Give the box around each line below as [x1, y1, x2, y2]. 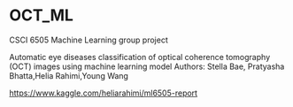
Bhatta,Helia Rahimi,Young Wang [9, 70, 128, 80]
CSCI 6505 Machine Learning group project [9, 34, 168, 45]
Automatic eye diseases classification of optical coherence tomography [9, 51, 271, 62]
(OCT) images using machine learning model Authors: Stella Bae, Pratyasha [9, 61, 285, 72]
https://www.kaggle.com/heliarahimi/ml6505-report [9, 88, 197, 98]
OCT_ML [9, 5, 73, 26]
